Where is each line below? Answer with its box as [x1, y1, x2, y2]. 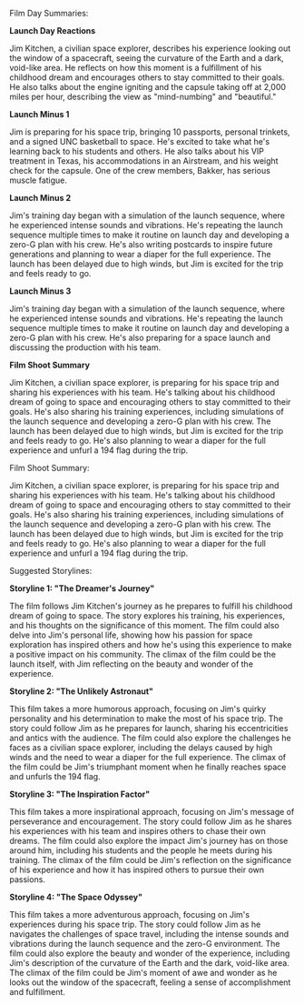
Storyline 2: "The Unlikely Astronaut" [9, 686, 154, 697]
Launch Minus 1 [9, 109, 70, 119]
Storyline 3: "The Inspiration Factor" [9, 789, 151, 799]
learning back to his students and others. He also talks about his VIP [9, 146, 265, 156]
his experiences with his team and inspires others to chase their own [9, 826, 266, 836]
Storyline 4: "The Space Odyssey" [9, 891, 143, 902]
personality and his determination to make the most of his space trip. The [9, 713, 284, 724]
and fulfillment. [9, 987, 66, 997]
